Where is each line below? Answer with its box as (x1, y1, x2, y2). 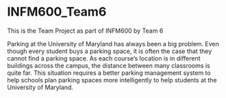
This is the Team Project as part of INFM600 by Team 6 (7, 27, 164, 35)
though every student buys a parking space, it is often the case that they (7, 47, 212, 55)
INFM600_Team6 (7, 4, 107, 20)
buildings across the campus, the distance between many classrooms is (7, 61, 210, 69)
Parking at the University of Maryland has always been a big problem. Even (7, 39, 219, 48)
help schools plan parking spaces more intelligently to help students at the (7, 76, 217, 84)
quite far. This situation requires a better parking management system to (7, 69, 211, 77)
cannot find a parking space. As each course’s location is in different (7, 54, 201, 62)
